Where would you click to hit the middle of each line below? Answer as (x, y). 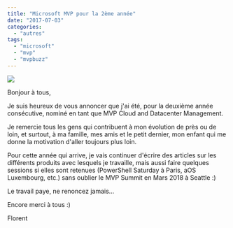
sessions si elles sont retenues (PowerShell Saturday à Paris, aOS (102, 170)
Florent (17, 218)
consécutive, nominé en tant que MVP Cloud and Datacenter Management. (115, 113)
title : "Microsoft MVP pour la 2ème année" (72, 14)
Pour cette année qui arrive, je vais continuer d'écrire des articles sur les (112, 155)
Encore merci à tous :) (39, 204)
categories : (24, 27)
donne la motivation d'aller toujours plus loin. (72, 141)
